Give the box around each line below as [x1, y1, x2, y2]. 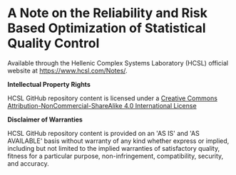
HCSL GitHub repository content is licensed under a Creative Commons [7, 94, 217, 102]
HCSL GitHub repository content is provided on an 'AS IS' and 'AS [7, 129, 200, 137]
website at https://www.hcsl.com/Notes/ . [7, 66, 128, 75]
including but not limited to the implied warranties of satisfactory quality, [7, 144, 220, 152]
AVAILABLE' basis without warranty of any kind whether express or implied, [7, 137, 230, 145]
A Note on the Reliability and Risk [7, 5, 208, 21]
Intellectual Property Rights [7, 80, 91, 88]
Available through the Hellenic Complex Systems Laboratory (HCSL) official [7, 58, 229, 67]
